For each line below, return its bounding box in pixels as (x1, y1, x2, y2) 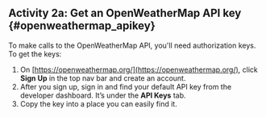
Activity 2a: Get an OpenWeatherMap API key (8, 6, 242, 20)
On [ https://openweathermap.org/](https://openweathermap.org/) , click (19, 65, 258, 74)
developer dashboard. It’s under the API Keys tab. (19, 90, 187, 100)
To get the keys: (8, 48, 62, 59)
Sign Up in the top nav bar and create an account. (19, 73, 186, 83)
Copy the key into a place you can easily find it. (19, 98, 177, 108)
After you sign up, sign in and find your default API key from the (19, 81, 232, 91)
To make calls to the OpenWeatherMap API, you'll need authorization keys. (8, 40, 256, 50)
